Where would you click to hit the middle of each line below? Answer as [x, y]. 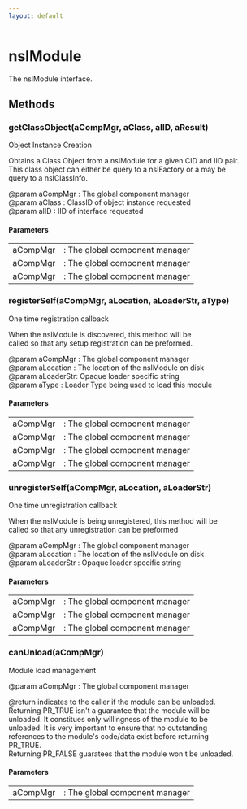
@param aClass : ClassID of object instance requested [100, 202]
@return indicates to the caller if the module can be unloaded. [112, 702]
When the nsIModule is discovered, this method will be [100, 334]
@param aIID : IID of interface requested [76, 211]
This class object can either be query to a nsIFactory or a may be [117, 170]
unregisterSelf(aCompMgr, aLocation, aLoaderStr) [110, 487]
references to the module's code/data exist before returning [109, 736]
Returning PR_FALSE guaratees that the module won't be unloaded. [121, 754]
